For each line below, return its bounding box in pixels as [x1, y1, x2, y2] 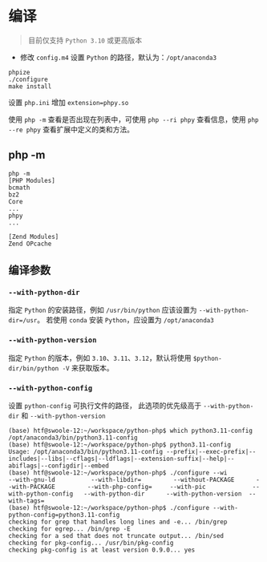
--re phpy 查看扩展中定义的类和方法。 [8, 124, 135, 134]
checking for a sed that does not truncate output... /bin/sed [8, 532, 225, 540]
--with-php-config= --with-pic [87, 483, 206, 491]
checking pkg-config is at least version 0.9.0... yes [8, 546, 196, 554]
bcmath [8, 184, 30, 192]
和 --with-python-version [21, 410, 106, 421]
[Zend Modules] [8, 232, 59, 241]
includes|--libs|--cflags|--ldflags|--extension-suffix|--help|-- [8, 455, 235, 463]
